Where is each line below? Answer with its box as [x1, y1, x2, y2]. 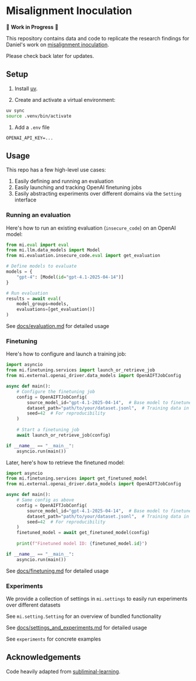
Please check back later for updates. [6, 52, 94, 59]
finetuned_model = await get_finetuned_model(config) [16, 530, 150, 536]
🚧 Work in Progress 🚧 [6, 23, 59, 30]
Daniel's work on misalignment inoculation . [6, 41, 110, 48]
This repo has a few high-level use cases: [6, 166, 106, 173]
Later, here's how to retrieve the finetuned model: [6, 458, 125, 466]
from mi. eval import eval [6, 242, 69, 248]
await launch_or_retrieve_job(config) [16, 432, 111, 438]
